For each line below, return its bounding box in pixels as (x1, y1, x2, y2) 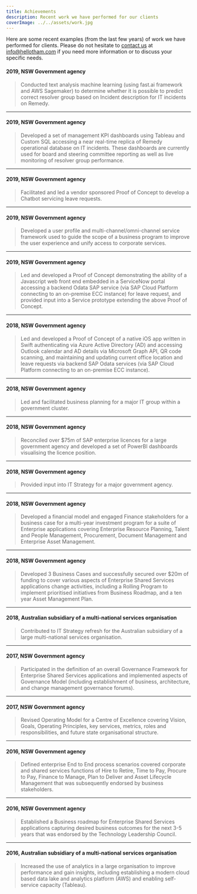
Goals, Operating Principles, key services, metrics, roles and (20, 723, 167, 730)
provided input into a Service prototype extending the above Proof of (20, 296, 188, 303)
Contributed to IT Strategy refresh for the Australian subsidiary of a (20, 627, 183, 634)
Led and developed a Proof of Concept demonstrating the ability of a (20, 272, 187, 279)
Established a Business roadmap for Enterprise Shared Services (20, 818, 175, 825)
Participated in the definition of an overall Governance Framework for (20, 666, 188, 673)
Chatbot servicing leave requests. (20, 195, 103, 202)
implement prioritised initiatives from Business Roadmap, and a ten (20, 589, 182, 596)
